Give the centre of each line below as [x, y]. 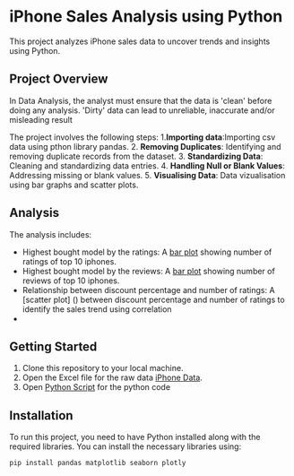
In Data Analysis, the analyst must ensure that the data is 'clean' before [141, 100]
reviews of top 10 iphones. [71, 281]
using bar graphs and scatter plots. [74, 185]
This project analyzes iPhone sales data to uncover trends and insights [140, 41]
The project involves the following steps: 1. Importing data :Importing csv [143, 137]
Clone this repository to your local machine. [103, 368]
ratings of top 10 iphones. [69, 261]
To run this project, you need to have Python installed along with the [135, 437]
